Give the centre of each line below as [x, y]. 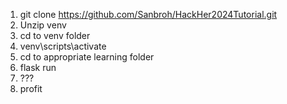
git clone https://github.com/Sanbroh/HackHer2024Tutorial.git [148, 14]
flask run [38, 67]
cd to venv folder [55, 35]
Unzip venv [43, 25]
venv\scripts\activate [63, 46]
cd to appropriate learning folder [87, 57]
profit [31, 88]
